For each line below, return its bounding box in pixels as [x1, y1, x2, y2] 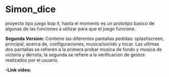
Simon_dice [5, 4, 56, 15]
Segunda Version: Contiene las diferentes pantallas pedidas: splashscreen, [5, 35, 164, 42]
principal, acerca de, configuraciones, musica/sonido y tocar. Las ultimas [5, 41, 159, 47]
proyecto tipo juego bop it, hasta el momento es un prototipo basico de [5, 20, 155, 26]
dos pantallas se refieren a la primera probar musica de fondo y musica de [5, 46, 162, 52]
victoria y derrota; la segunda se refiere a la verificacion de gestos [5, 52, 145, 58]
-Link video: [5, 67, 32, 73]
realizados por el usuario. [5, 57, 59, 63]
